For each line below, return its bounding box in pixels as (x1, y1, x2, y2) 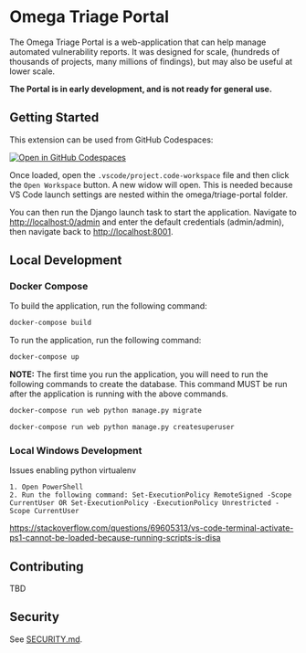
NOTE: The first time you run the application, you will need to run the (9, 369, 269, 380)
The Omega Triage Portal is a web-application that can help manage (9, 37, 267, 47)
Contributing (9, 559, 84, 574)
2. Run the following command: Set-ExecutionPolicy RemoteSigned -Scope (9, 490, 292, 500)
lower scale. (9, 66, 56, 77)
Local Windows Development (9, 444, 142, 457)
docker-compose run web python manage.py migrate (9, 406, 203, 416)
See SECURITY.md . (9, 633, 83, 645)
